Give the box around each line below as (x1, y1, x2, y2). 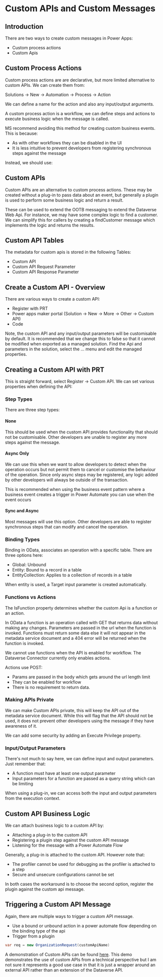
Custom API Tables (5, 236, 64, 244)
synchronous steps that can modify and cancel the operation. (5, 524, 128, 529)
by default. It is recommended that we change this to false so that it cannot (5, 336, 156, 342)
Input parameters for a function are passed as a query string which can (12, 775, 155, 781)
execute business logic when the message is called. (5, 116, 109, 122)
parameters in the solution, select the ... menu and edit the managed (5, 346, 142, 352)
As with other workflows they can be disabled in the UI (12, 140, 122, 145)
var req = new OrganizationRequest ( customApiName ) (5, 942, 110, 947)
